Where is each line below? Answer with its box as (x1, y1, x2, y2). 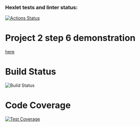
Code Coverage (5, 100, 71, 111)
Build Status (5, 66, 56, 78)
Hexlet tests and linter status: (5, 4, 78, 11)
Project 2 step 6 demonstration (5, 33, 136, 43)
